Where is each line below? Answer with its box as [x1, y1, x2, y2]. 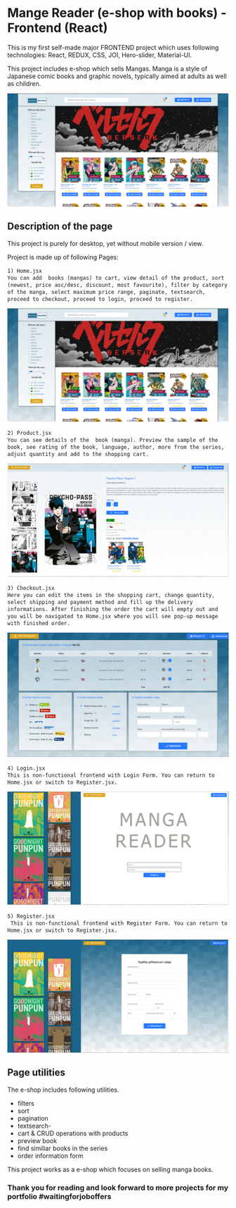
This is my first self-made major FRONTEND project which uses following [7, 43, 219, 51]
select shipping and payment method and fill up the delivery [7, 598, 193, 605]
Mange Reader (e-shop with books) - [7, 5, 227, 21]
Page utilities [7, 1066, 65, 1079]
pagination [17, 1114, 49, 1122]
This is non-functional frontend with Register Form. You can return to [10, 920, 228, 927]
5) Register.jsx [7, 913, 55, 920]
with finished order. [7, 620, 71, 627]
